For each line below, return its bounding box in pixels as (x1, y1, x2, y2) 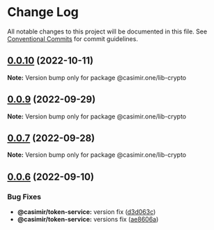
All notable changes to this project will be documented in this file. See (7, 27, 208, 36)
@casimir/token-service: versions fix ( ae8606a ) (17, 215, 159, 224)
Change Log (7, 4, 79, 20)
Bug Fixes (7, 192, 42, 201)
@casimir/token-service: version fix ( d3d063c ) (17, 208, 156, 216)
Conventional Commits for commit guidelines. (7, 34, 138, 43)
